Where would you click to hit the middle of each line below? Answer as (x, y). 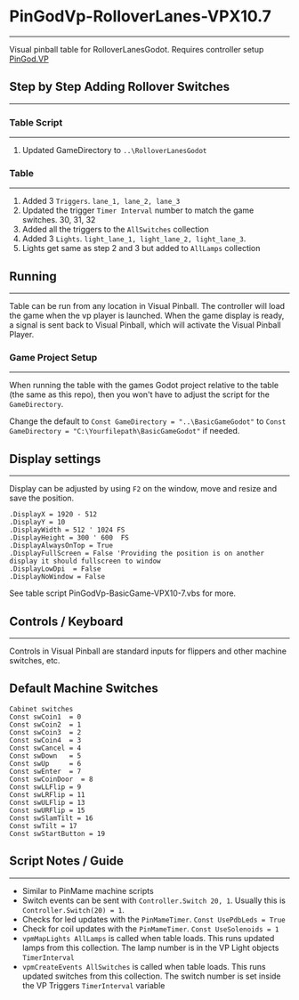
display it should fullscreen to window (85, 561)
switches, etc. (35, 661)
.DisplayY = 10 (37, 523)
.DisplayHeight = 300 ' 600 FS (69, 538)
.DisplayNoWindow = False (57, 577)
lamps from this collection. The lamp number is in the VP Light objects (150, 947)
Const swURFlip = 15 (48, 810)
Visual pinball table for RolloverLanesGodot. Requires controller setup (137, 49)
